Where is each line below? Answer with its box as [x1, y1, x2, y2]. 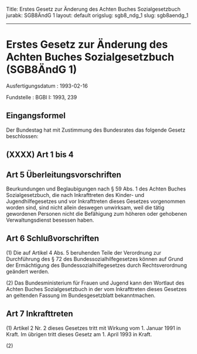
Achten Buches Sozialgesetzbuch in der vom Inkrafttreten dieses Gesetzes [6, 285, 187, 292]
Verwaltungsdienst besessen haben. [6, 216, 94, 223]
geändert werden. [6, 268, 50, 275]
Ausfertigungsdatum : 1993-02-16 [6, 82, 88, 89]
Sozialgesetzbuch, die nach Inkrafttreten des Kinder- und [6, 191, 145, 198]
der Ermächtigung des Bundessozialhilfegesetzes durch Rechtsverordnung [6, 262, 188, 269]
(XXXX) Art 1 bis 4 [6, 150, 74, 160]
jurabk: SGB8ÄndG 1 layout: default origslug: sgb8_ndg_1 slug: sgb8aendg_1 [6, 12, 189, 19]
